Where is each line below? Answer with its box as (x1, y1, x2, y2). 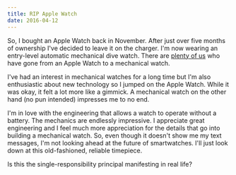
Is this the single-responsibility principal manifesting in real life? (7, 159, 193, 168)
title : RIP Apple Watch (7, 10, 78, 18)
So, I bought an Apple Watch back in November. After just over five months (7, 36, 226, 44)
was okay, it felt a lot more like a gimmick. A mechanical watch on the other (7, 87, 227, 96)
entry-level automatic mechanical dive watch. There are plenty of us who (7, 51, 220, 60)
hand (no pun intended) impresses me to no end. (7, 95, 150, 103)
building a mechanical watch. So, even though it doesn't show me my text (7, 131, 222, 140)
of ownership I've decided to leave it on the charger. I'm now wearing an (7, 44, 218, 52)
